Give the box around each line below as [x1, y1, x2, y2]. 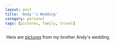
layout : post [5, 7, 32, 12]
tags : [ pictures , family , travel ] [5, 21, 76, 26]
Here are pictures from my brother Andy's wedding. [6, 34, 111, 40]
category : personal [5, 16, 45, 21]
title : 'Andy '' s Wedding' [5, 12, 58, 17]
